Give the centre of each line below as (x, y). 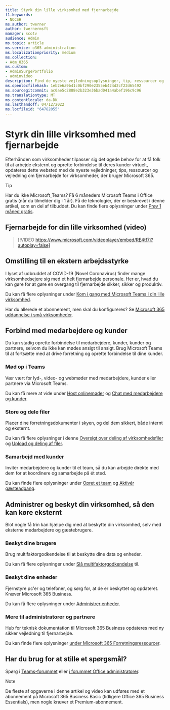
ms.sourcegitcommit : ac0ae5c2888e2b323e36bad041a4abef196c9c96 (73, 90)
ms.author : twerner (26, 24)
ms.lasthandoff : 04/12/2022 (35, 105)
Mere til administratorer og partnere (50, 617)
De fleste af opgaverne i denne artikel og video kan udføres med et (75, 691)
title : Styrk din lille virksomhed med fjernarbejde (62, 10)
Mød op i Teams (25, 367)
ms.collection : (21, 57)
